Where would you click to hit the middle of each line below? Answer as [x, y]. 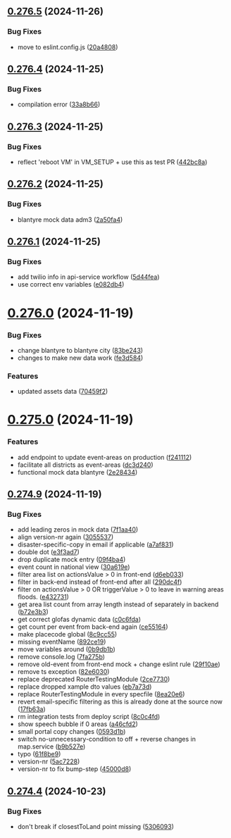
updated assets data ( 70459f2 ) [63, 392]
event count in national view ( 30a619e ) [74, 567]
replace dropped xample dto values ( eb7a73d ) [85, 687]
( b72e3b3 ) [33, 612]
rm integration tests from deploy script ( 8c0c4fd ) [89, 717]
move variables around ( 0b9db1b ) [67, 649]
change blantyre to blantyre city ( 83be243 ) [80, 350]
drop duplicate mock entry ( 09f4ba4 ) [71, 560]
